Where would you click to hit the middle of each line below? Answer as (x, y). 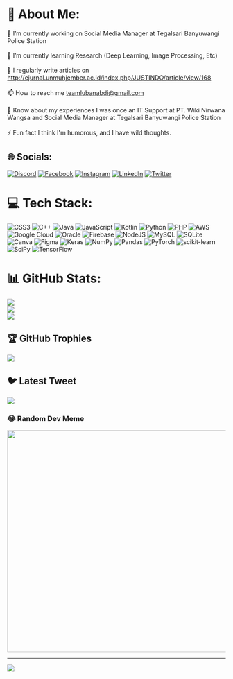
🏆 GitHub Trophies (50, 339)
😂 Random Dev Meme (46, 419)
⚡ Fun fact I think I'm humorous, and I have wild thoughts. (89, 132)
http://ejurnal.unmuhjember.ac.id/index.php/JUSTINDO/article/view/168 (109, 77)
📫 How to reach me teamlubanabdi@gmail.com (76, 92)
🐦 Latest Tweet (42, 381)
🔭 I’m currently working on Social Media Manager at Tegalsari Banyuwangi (113, 33)
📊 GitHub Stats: (54, 278)
